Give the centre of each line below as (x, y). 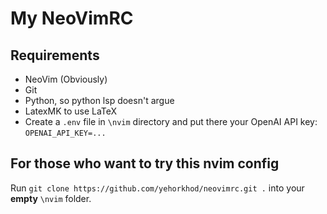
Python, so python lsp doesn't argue (99, 100)
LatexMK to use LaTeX (71, 111)
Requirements (55, 55)
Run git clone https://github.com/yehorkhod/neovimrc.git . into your (157, 188)
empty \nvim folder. (51, 198)
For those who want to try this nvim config (145, 163)
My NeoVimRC (72, 18)
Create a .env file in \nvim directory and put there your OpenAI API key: (171, 121)
